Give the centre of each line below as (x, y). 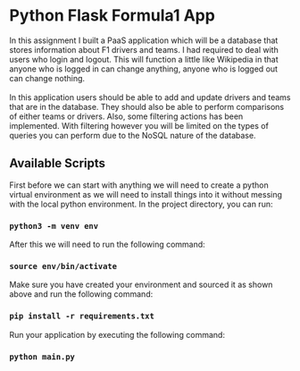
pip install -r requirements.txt (82, 316)
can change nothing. (47, 78)
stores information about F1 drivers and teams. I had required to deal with (144, 49)
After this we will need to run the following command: (107, 245)
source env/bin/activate (63, 266)
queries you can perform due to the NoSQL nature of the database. (133, 135)
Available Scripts (57, 163)
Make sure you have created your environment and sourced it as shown (141, 285)
